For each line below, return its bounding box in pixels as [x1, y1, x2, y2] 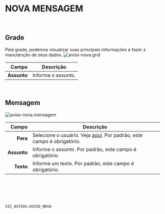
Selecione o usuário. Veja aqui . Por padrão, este [32, 131, 143, 138]
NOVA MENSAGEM [5, 3, 83, 14]
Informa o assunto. [32, 72, 76, 79]
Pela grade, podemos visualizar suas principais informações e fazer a [5, 46, 146, 52]
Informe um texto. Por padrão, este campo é [32, 160, 134, 167]
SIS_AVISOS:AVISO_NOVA [5, 204, 52, 209]
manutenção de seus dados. [5, 52, 63, 58]
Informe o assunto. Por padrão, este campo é [32, 146, 137, 153]
